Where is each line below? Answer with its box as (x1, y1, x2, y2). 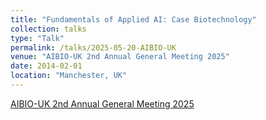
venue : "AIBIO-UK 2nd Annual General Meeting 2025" (10, 52, 230, 62)
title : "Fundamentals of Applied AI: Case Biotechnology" (10, 14, 257, 25)
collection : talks (10, 24, 87, 34)
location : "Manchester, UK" (10, 71, 128, 81)
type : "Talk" (10, 33, 65, 43)
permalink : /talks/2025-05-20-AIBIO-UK (10, 42, 177, 53)
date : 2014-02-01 (10, 61, 83, 71)
